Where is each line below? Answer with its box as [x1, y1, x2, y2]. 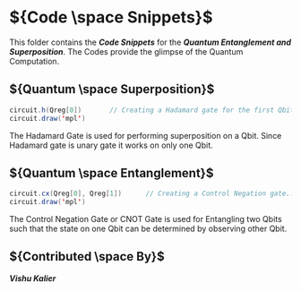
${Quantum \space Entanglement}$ [9, 165, 214, 181]
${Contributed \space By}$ [9, 249, 165, 264]
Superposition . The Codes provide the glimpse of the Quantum [9, 46, 244, 56]
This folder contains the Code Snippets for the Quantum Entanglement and [9, 37, 292, 47]
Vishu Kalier [9, 272, 56, 284]
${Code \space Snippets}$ [9, 7, 213, 28]
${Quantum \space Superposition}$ [9, 81, 215, 97]
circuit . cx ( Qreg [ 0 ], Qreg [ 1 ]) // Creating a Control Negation [9, 189, 267, 199]
